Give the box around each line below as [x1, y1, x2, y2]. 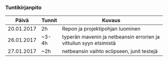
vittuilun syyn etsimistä [61, 39, 116, 46]
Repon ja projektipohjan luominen [61, 25, 141, 32]
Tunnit [41, 17, 57, 24]
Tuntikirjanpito [5, 4, 42, 11]
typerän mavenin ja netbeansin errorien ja [61, 33, 160, 40]
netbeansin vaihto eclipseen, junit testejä [61, 48, 158, 55]
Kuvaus [101, 17, 121, 24]
